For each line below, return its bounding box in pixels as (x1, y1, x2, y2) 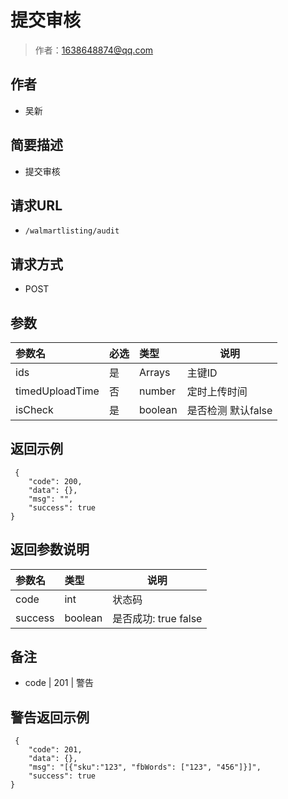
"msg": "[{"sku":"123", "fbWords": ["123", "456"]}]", (28, 762, 262, 773)
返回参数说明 (10, 541, 90, 558)
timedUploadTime (15, 384, 100, 398)
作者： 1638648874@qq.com (34, 44, 154, 56)
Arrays (138, 366, 171, 379)
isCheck (15, 403, 54, 416)
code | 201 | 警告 (24, 677, 95, 689)
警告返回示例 (10, 709, 90, 726)
